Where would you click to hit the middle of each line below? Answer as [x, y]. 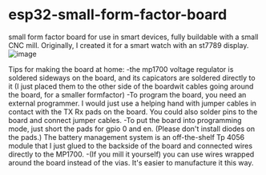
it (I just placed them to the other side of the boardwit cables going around [131, 86]
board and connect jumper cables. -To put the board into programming [125, 120]
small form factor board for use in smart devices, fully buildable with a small [133, 37]
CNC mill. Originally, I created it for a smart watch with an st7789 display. [129, 45]
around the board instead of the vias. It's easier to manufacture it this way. [131, 162]
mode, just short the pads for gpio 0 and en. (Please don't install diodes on [131, 129]
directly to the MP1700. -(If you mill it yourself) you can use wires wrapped [131, 154]
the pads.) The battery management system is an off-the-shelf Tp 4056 [127, 137]
